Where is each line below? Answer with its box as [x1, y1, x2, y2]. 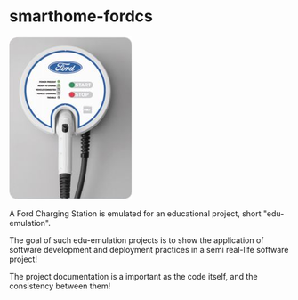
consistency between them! [9, 280, 111, 291]
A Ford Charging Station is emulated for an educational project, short [9, 207, 262, 219]
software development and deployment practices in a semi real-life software [9, 244, 289, 255]
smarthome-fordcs [9, 6, 153, 27]
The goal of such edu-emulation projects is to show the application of [9, 234, 264, 246]
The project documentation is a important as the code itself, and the [9, 271, 258, 281]
